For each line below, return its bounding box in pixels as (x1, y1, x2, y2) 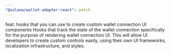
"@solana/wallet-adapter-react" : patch (5, 7, 91, 13)
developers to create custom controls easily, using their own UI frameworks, (5, 37, 166, 43)
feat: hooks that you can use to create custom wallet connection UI (5, 21, 147, 27)
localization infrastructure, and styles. (5, 42, 85, 48)
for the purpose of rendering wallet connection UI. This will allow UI (5, 32, 147, 38)
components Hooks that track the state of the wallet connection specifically (5, 26, 165, 33)
